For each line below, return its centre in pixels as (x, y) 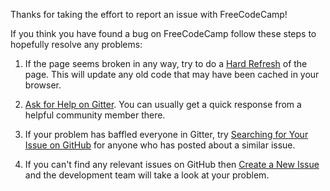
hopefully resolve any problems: (76, 44)
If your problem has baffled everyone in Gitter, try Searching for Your (166, 134)
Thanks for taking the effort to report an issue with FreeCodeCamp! (149, 14)
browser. (43, 85)
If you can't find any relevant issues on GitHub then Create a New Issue (172, 164)
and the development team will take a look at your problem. (147, 175)
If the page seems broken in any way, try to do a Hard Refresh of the (166, 63)
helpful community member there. (95, 115)
